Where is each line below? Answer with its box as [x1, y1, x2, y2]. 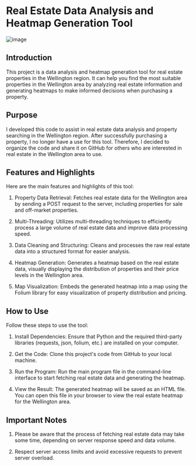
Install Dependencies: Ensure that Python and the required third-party [14, 333, 183, 340]
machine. [14, 357, 37, 364]
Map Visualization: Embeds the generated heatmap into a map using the [14, 283, 188, 290]
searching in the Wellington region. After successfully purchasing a [6, 132, 167, 139]
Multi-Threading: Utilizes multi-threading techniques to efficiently [14, 218, 172, 225]
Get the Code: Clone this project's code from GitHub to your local [14, 351, 172, 358]
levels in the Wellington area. [14, 272, 84, 279]
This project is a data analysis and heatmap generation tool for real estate [6, 68, 183, 75]
